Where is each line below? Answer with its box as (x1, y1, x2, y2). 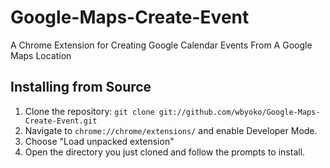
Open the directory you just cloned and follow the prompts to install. (24, 146, 306, 158)
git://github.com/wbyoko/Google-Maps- (158, 107, 321, 117)
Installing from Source (10, 79, 152, 96)
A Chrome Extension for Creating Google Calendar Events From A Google (10, 39, 313, 51)
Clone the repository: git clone (24, 105, 155, 117)
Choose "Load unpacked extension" (24, 135, 175, 147)
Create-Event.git (24, 116, 98, 126)
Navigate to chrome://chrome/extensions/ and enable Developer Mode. (24, 124, 318, 136)
